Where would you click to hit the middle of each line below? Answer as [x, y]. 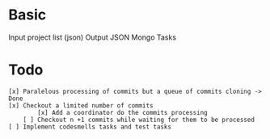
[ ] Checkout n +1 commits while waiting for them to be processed [139, 120]
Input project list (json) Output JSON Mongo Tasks [92, 37]
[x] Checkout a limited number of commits [81, 105]
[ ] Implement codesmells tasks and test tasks [90, 127]
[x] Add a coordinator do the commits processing [122, 112]
